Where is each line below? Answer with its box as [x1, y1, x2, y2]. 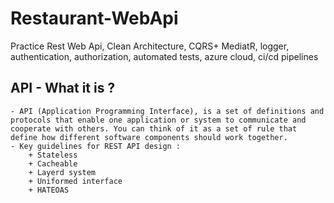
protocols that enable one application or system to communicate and [10, 115, 307, 125]
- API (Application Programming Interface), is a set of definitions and [10, 106, 325, 116]
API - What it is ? [10, 80, 116, 97]
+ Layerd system [28, 167, 97, 177]
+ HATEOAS [28, 185, 70, 195]
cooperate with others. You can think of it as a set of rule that [10, 123, 298, 134]
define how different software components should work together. [10, 132, 288, 142]
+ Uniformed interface [28, 176, 123, 186]
